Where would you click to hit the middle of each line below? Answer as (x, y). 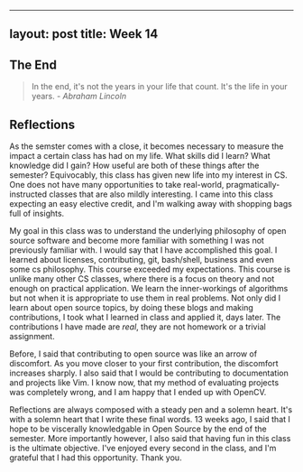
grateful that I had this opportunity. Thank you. (96, 458)
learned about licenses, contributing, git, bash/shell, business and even (142, 260)
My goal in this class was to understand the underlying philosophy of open (148, 231)
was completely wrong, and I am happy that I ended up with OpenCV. (138, 393)
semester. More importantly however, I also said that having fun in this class (150, 439)
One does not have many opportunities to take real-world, (117, 185)
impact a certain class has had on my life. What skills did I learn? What (140, 156)
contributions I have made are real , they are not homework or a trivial (138, 327)
